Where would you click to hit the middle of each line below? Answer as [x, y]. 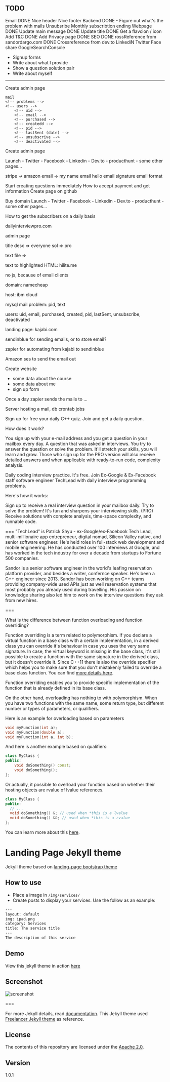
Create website [21, 369]
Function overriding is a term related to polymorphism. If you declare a [79, 635]
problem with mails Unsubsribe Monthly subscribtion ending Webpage [79, 26]
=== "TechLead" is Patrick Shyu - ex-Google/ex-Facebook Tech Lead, [79, 531]
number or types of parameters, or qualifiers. [52, 708]
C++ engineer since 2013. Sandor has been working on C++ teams [75, 579]
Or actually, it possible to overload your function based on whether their [80, 784]
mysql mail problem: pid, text [35, 304]
